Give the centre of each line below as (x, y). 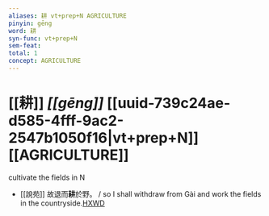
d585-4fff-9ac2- (66, 121)
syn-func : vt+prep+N (43, 38)
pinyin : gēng (30, 23)
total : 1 (23, 53)
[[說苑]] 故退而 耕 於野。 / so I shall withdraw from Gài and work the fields (141, 193)
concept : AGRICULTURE (45, 61)
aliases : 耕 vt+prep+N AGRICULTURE (67, 16)
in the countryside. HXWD (62, 203)
